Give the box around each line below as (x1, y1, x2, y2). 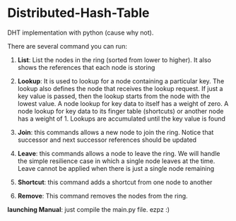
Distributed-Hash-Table (7, 5, 150, 21)
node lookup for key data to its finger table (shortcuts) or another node (17, 107, 224, 115)
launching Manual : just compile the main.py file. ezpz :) (7, 205, 170, 213)
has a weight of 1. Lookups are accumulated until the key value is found (17, 114, 226, 123)
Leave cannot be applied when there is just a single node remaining (17, 164, 215, 172)
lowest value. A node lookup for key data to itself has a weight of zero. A (17, 99, 229, 107)
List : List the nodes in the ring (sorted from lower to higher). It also (17, 55, 212, 64)
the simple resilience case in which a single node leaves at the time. (17, 157, 216, 165)
